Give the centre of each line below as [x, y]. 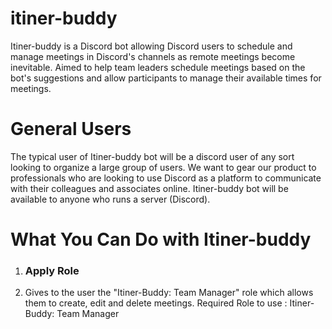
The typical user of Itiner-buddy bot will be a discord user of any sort [152, 156]
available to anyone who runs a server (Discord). [110, 199]
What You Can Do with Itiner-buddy [161, 239]
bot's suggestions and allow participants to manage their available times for [166, 78]
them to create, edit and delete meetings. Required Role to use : [156, 303]
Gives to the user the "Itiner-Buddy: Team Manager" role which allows [169, 293]
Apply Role [52, 270]
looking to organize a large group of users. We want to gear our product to [163, 167]
